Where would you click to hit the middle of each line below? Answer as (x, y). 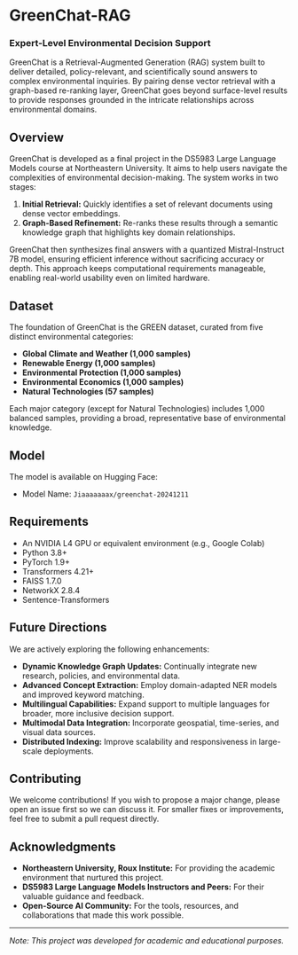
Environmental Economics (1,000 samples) (103, 382)
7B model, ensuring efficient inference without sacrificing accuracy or (137, 259)
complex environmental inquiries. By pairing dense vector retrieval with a (142, 82)
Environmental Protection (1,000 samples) (102, 372)
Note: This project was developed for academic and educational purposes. (147, 941)
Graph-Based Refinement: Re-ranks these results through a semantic (150, 223)
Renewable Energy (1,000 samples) (89, 364)
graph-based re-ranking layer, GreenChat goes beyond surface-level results (149, 90)
